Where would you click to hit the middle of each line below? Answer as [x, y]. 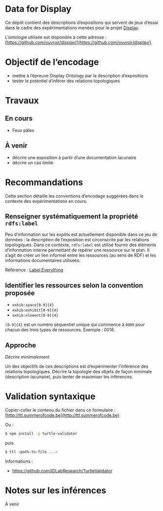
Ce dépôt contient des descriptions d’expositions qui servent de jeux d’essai [82, 22]
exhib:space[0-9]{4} [33, 305]
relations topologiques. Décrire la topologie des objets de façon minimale [79, 372]
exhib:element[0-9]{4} [35, 316]
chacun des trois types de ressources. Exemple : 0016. [60, 330]
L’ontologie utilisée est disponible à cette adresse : [56, 37]
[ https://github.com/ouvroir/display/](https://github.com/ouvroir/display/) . [79, 42]
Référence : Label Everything [34, 270]
